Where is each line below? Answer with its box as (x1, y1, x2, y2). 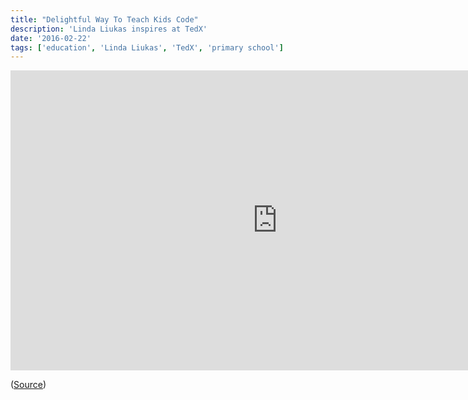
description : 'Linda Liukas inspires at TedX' (10, 24, 208, 34)
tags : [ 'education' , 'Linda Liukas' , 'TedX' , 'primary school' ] (10, 42, 284, 53)
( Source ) (10, 379, 47, 391)
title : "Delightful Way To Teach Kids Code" (10, 14, 199, 25)
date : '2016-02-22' (10, 33, 92, 43)
